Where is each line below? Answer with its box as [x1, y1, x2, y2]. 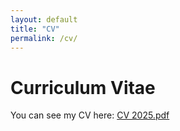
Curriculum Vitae [10, 76, 156, 99]
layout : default [10, 14, 78, 25]
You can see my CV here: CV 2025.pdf [10, 109, 170, 121]
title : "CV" [10, 24, 60, 34]
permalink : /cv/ [10, 33, 78, 43]
